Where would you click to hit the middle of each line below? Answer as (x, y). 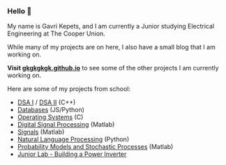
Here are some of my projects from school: (69, 89)
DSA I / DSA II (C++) (46, 102)
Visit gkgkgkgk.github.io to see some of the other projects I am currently (113, 68)
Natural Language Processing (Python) (73, 139)
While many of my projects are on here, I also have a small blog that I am (112, 47)
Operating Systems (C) (50, 117)
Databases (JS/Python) (51, 110)
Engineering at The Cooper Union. (56, 33)
